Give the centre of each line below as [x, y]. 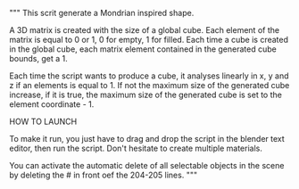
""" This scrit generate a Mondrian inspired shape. [102, 13]
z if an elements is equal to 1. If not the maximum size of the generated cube [149, 85]
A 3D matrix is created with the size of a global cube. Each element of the [144, 30]
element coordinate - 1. [52, 104]
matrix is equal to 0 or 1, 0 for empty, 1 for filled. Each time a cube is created [149, 40]
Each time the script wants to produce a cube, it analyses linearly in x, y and [149, 76]
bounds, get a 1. [39, 58]
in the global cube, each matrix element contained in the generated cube [143, 49]
